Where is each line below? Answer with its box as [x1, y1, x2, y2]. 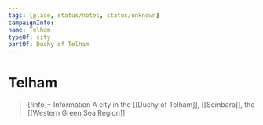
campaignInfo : [8, 19, 55, 27]
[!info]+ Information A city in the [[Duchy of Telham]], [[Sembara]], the [27, 100, 255, 109]
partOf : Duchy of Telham [8, 41, 89, 48]
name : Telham [8, 26, 51, 34]
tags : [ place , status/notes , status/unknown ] [8, 11, 159, 20]
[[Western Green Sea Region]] [27, 109, 126, 118]
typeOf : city [8, 33, 51, 41]
